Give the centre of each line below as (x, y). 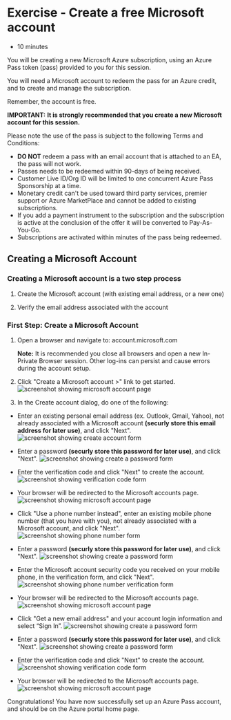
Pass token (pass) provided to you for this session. (79, 67)
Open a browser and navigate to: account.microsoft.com (97, 340)
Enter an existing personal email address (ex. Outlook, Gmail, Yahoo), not (121, 416)
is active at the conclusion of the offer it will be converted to (102, 222)
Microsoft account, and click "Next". (69, 528)
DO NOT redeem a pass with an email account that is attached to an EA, (119, 156)
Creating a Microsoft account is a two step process (94, 279)
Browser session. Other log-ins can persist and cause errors (124, 360)
